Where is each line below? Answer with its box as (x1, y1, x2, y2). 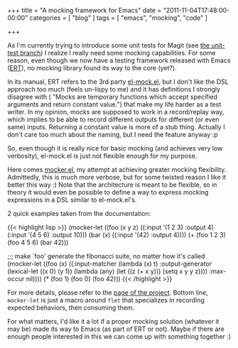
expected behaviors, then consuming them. (7, 303, 135, 312)
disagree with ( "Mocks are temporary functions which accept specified (7, 92, 218, 101)
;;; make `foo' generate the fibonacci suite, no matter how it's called (7, 252, 205, 260)
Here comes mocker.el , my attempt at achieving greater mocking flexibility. (7, 165, 227, 173)
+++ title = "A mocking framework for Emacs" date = (7, 6, 162, 14)
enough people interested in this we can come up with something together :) (7, 332, 232, 340)
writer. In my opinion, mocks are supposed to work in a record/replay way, (7, 108, 225, 116)
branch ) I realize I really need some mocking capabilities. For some (20, 49, 216, 57)
